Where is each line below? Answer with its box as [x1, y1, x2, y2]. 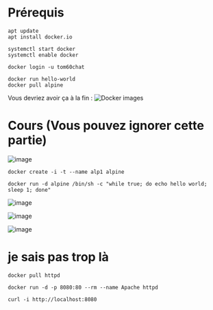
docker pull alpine [8, 81, 64, 89]
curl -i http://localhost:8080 [8, 296, 97, 303]
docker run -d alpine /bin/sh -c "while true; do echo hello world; [8, 180, 208, 187]
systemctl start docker [8, 45, 76, 52]
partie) [8, 133, 47, 148]
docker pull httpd [8, 272, 60, 279]
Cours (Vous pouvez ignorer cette [8, 118, 205, 133]
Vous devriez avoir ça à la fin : [8, 93, 93, 102]
